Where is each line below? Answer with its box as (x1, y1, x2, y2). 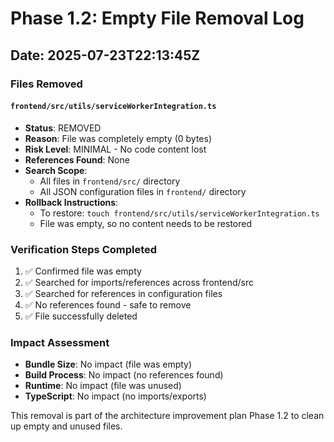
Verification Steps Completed (10, 242, 158, 256)
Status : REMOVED (24, 122, 102, 134)
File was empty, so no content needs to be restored (39, 217, 252, 229)
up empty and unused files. (10, 420, 123, 432)
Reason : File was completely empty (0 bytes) (24, 132, 212, 144)
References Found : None (24, 153, 130, 166)
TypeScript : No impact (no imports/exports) (24, 390, 207, 402)
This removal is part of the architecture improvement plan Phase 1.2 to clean (10, 410, 325, 422)
